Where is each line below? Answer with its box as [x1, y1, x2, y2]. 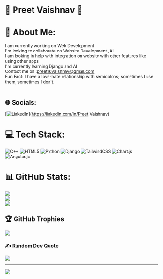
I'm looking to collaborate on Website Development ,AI [5, 48, 114, 54]
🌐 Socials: [5, 98, 37, 106]
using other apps [5, 58, 39, 64]
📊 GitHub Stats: [5, 172, 71, 183]
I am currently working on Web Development [5, 43, 95, 49]
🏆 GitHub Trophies [5, 215, 65, 223]
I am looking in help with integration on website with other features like [5, 53, 147, 59]
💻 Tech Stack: [5, 129, 65, 140]
